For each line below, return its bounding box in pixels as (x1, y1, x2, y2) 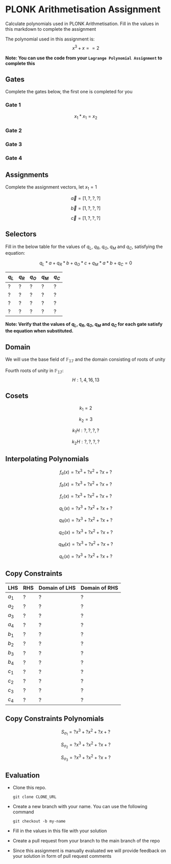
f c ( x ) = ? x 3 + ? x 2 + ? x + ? (59, 492, 112, 500)
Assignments (5, 170, 49, 179)
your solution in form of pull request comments (12, 853, 112, 859)
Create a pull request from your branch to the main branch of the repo (12, 838, 160, 844)
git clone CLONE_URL (12, 794, 57, 800)
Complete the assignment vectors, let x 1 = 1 (5, 184, 97, 191)
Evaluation (5, 771, 40, 779)
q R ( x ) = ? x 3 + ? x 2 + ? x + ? (59, 516, 113, 524)
